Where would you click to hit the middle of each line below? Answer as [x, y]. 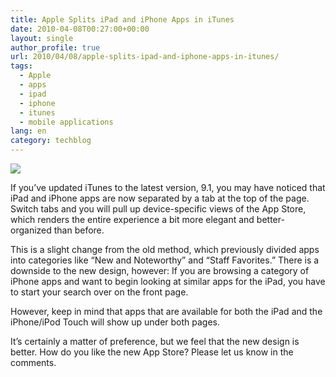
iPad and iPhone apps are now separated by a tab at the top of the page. [160, 198]
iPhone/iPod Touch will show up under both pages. [115, 322]
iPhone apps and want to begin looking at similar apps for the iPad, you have [168, 281]
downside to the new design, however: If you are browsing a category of [160, 270]
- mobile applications [66, 122]
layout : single [42, 38]
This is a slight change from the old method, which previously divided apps [165, 249]
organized [31, 230]
